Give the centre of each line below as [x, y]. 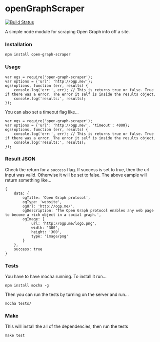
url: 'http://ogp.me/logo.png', [64, 223]
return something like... [28, 180]
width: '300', [45, 228]
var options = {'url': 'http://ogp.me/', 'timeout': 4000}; [68, 125]
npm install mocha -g [27, 286]
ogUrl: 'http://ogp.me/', [49, 206]
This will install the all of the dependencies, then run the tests [67, 326]
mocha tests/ [18, 304]
